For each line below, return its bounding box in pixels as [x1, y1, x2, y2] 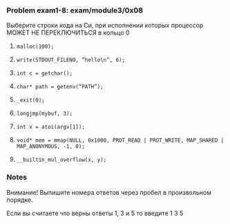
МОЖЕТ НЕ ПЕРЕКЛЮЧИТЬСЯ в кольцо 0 [6, 28, 130, 37]
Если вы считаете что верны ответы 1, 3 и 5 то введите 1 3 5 [6, 209, 184, 217]
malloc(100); [16, 44, 55, 50]
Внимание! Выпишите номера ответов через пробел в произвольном [6, 188, 212, 196]
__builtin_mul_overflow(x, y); [16, 156, 107, 164]
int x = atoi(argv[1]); [16, 124, 86, 131]
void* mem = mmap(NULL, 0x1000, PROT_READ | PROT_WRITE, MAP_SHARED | [16, 137, 224, 144]
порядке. [6, 196, 34, 204]
